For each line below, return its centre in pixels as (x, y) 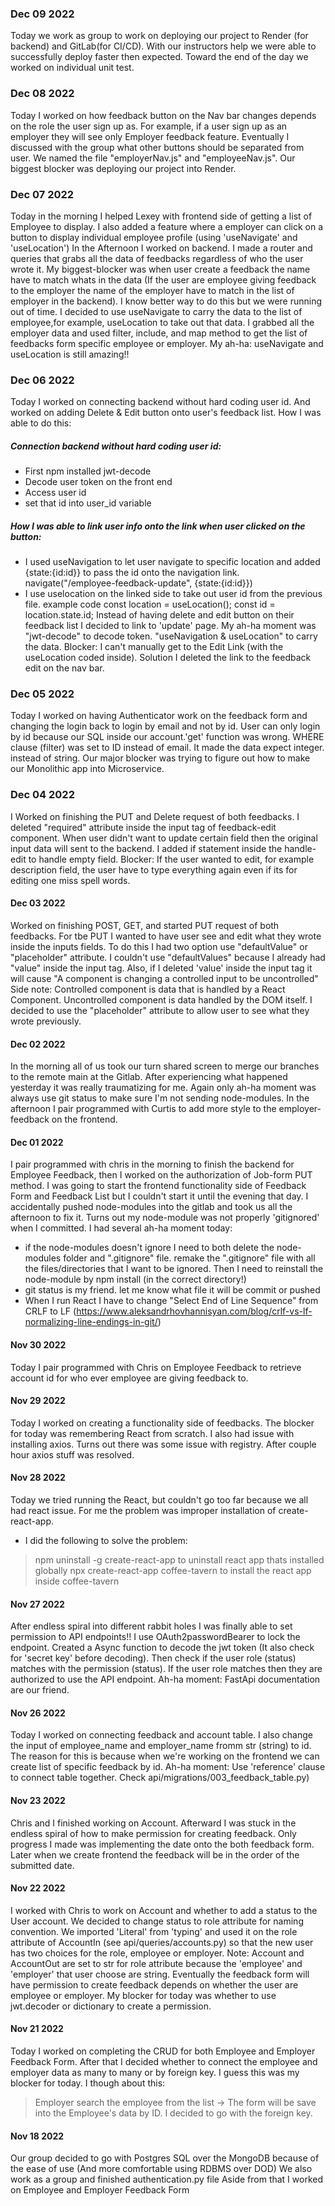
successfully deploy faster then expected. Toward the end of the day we (159, 57)
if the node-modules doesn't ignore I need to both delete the (149, 1248)
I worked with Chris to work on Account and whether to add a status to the (164, 1910)
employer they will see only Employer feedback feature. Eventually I (150, 136)
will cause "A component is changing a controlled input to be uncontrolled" (164, 978)
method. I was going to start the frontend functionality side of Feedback (158, 1186)
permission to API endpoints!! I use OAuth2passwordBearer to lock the (155, 1637)
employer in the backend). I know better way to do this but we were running (166, 301)
